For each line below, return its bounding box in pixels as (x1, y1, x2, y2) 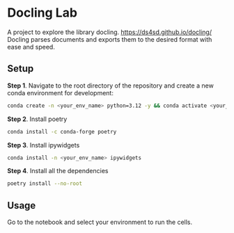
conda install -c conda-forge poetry (7, 128, 117, 135)
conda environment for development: (7, 88, 114, 97)
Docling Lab (7, 5, 78, 21)
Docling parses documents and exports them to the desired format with (7, 35, 212, 43)
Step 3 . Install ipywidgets (7, 140, 80, 149)
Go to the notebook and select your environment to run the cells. (7, 218, 193, 227)
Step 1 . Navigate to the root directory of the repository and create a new (7, 81, 214, 90)
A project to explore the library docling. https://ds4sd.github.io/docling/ (7, 28, 212, 36)
